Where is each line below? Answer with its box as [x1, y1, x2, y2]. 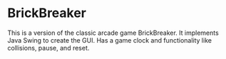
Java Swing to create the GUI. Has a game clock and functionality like [7, 36, 212, 44]
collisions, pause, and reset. [7, 43, 90, 52]
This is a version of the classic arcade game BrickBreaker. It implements [7, 28, 219, 37]
